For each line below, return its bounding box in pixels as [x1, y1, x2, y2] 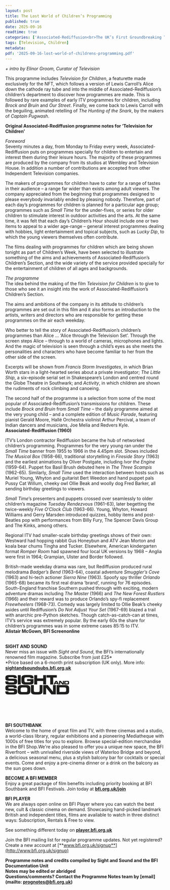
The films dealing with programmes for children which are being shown [5, 244, 154, 250]
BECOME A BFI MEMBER [5, 775, 57, 781]
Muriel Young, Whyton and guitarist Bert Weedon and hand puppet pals [5, 475, 154, 481]
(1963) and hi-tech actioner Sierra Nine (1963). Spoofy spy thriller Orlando [5, 574, 160, 580]
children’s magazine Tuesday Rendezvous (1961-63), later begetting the [5, 500, 155, 507]
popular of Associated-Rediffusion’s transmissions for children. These [5, 400, 151, 406]
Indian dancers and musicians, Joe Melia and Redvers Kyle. [5, 422, 130, 428]
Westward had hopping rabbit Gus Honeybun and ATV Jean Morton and [5, 537, 155, 544]
